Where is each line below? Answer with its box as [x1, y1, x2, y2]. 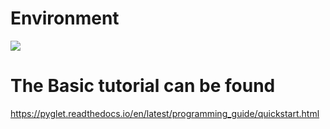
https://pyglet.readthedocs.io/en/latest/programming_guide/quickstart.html [10, 107, 320, 119]
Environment [10, 7, 120, 30]
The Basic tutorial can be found [10, 75, 276, 97]
